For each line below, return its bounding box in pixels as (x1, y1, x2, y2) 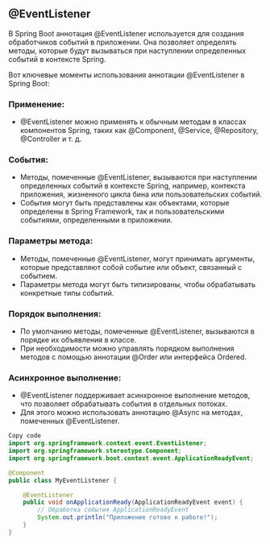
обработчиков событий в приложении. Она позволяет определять (8, 37, 237, 47)
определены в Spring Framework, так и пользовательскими (19, 206, 225, 217)
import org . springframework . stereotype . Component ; (8, 447, 182, 455)
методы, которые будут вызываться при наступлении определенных (8, 45, 247, 56)
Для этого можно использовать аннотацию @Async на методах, (19, 408, 243, 417)
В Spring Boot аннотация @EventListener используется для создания (8, 28, 244, 38)
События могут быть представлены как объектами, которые (19, 198, 230, 208)
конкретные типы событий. (19, 288, 114, 297)
